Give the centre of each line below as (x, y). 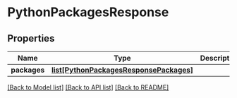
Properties (31, 38)
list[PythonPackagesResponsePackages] (123, 70)
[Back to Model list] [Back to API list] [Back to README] (88, 87)
